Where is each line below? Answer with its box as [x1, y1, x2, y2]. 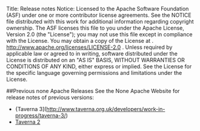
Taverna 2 [15, 118, 41, 126]
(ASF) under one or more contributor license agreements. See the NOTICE [6, 11, 192, 19]
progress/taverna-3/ [15, 112, 67, 119]
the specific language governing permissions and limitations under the [6, 69, 182, 76]
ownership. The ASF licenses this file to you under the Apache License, [6, 24, 185, 31]
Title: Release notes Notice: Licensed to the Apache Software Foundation [6, 5, 189, 12]
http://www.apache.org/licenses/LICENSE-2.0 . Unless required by [6, 43, 173, 51]
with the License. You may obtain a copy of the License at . [6, 37, 154, 44]
